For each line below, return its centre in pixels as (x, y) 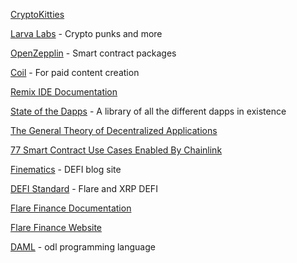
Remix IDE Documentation (64, 92)
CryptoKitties (37, 14)
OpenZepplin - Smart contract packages (93, 53)
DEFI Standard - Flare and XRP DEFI (84, 188)
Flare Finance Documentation (71, 208)
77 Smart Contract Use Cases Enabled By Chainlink (116, 150)
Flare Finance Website (56, 227)
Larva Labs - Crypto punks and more (86, 33)
